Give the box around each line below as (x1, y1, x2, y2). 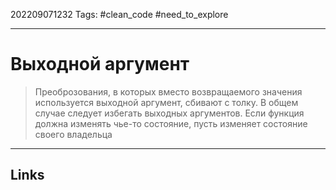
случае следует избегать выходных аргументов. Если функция (34, 107, 305, 119)
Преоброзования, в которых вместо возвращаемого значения (34, 85, 303, 98)
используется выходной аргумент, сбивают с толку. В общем (34, 96, 299, 108)
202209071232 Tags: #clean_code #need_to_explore (10, 9, 229, 20)
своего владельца (34, 128, 113, 140)
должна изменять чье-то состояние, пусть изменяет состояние (34, 117, 308, 129)
